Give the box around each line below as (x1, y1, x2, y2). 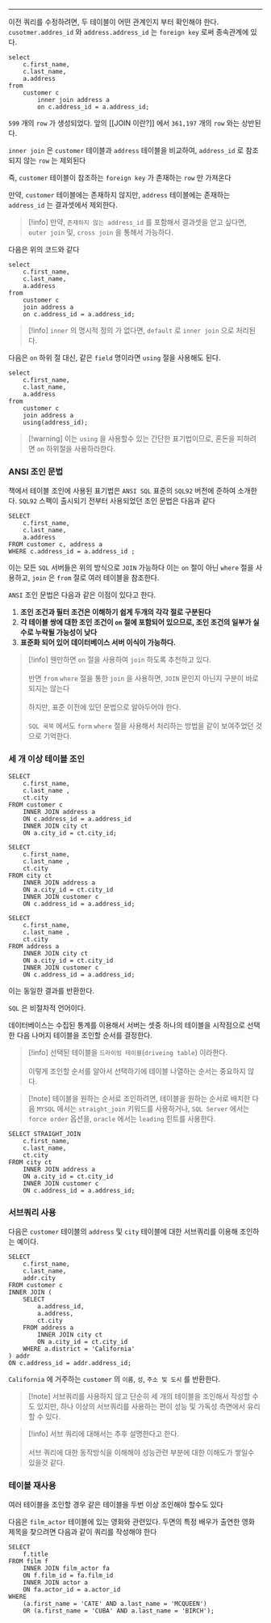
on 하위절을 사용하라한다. (36, 444, 115, 453)
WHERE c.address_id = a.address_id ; (8, 548, 135, 556)
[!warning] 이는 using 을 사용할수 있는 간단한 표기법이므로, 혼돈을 (27, 434, 236, 443)
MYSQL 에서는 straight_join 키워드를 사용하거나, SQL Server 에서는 (36, 1104, 250, 1113)
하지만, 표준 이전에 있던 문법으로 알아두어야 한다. (27, 702, 181, 712)
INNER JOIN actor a (23, 1579, 89, 1587)
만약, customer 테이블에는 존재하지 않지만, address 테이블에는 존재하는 (8, 190, 231, 199)
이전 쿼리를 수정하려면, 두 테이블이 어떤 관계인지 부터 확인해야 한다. (8, 17, 219, 27)
